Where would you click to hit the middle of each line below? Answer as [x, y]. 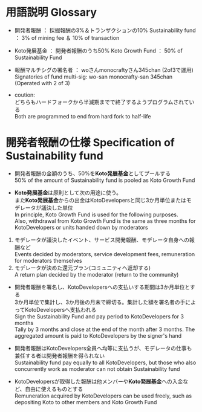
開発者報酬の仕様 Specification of [90, 143]
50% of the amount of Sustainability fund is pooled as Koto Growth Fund [105, 180]
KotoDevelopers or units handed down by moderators [81, 227]
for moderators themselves [48, 260]
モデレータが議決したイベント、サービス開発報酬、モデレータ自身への [102, 240]
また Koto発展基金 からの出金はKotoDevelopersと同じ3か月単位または [100, 200]
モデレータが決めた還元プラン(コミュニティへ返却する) [83, 268]
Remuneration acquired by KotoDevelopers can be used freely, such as [103, 396]
